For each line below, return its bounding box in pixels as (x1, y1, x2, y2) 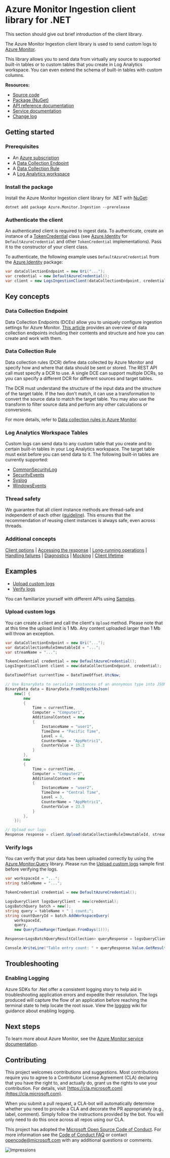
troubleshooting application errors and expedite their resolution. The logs (5, 992, 158, 998)
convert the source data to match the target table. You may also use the (5, 396, 155, 402)
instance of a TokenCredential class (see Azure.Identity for (5, 233, 128, 239)
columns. (5, 72, 25, 78)
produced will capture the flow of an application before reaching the (5, 997, 148, 1003)
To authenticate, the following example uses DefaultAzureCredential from (5, 254, 159, 260)
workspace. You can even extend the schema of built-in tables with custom (5, 67, 163, 73)
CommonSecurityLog (12, 466, 57, 473)
